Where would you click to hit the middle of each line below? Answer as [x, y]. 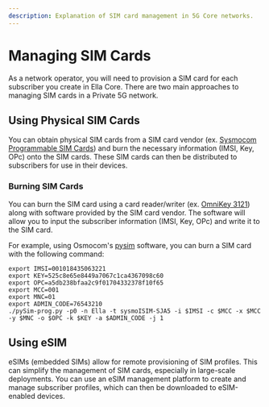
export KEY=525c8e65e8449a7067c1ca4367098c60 [86, 276]
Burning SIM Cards [46, 186]
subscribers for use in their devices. [68, 165]
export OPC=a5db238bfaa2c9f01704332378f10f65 [86, 283]
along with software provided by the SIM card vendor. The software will [127, 212]
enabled [22, 397]
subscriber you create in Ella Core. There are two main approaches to [124, 86]
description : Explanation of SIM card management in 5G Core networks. [131, 16]
